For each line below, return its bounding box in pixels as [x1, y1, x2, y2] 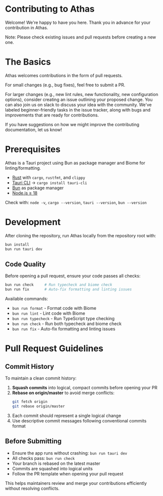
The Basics [5, 57, 51, 68]
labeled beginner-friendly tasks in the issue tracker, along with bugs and [5, 107, 151, 113]
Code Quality [5, 260, 46, 268]
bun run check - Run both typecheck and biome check [12, 321, 122, 327]
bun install [5, 242, 29, 247]
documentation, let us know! [5, 127, 62, 133]
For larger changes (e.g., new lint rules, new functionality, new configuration [5, 91, 159, 97]
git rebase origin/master [12, 403, 65, 409]
